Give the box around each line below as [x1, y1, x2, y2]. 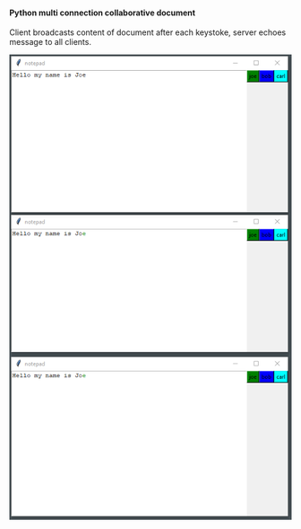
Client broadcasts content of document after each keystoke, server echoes [9, 27, 287, 38]
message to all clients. [9, 37, 92, 48]
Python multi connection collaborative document [9, 7, 195, 18]
